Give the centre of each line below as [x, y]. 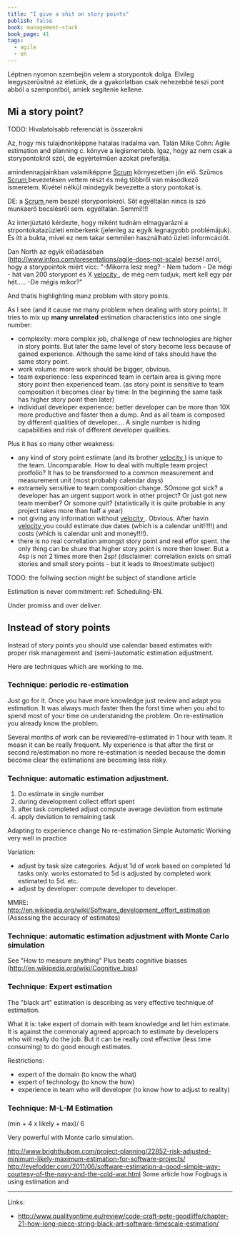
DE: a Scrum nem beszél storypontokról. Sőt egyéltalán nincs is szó [107, 201]
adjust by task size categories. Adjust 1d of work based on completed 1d [124, 866]
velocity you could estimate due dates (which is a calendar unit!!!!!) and [122, 525]
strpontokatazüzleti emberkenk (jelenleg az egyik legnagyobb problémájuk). [120, 230]
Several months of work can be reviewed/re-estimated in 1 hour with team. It [120, 737]
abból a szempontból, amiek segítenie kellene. [76, 89]
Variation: [21, 852]
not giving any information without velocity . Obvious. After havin [113, 518]
